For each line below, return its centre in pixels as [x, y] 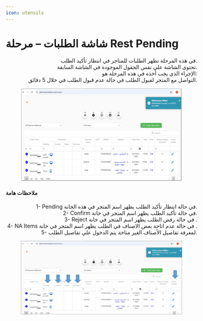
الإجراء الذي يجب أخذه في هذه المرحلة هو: [150, 73]
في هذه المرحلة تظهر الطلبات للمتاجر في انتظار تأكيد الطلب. [129, 60]
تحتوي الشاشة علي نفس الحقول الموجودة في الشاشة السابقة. [127, 67]
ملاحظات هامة [22, 193]
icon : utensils [25, 13]
